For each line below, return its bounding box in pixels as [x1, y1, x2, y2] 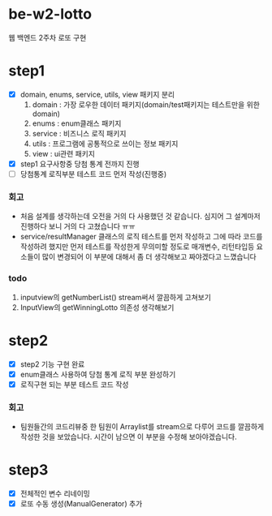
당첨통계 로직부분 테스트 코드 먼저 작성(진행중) [19, 170, 167, 178]
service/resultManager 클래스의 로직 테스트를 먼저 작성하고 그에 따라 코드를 [19, 232, 263, 242]
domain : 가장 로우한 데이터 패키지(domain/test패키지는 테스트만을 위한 [32, 99, 260, 110]
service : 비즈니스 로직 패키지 [32, 128, 127, 138]
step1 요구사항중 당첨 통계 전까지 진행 [19, 159, 140, 169]
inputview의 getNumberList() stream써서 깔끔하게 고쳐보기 [19, 292, 211, 302]
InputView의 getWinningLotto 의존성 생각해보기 [19, 302, 175, 312]
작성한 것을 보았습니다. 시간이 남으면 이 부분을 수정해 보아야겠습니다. [19, 432, 237, 442]
